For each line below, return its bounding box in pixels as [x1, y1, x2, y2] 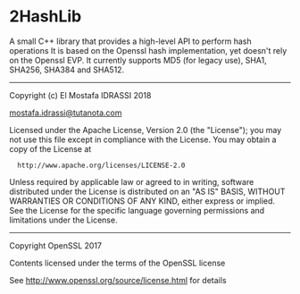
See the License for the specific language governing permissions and [9, 205, 265, 215]
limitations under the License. [9, 214, 118, 225]
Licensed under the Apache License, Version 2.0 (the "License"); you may [9, 124, 282, 135]
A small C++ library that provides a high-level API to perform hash [9, 36, 252, 46]
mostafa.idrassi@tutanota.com [9, 107, 122, 118]
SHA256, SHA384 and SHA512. [9, 64, 125, 75]
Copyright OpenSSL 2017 [9, 239, 103, 251]
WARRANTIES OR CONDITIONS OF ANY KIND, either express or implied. [9, 195, 275, 206]
